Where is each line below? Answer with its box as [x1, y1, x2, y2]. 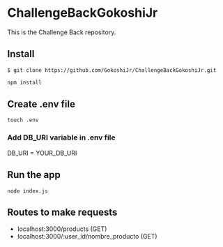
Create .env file [7, 98, 75, 110]
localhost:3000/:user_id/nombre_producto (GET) [17, 232, 158, 241]
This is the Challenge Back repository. [7, 28, 116, 36]
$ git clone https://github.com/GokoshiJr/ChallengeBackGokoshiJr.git [7, 66, 217, 74]
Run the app [7, 169, 61, 181]
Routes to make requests [7, 206, 118, 218]
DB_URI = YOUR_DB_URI [7, 149, 77, 157]
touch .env [7, 117, 39, 123]
